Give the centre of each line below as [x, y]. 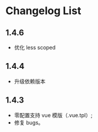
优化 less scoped [35, 47]
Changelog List [43, 11]
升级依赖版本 [30, 81]
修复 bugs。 [29, 123]
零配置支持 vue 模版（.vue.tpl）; [53, 115]
